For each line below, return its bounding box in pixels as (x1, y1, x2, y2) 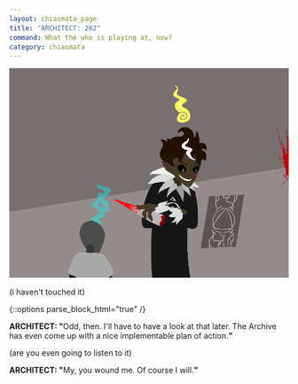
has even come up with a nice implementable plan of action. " (9, 331, 233, 341)
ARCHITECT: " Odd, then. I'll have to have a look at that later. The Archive (9, 321, 277, 332)
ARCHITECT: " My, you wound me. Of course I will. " (9, 364, 199, 376)
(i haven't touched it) (9, 286, 86, 297)
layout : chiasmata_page (9, 14, 98, 23)
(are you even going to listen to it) (9, 348, 132, 358)
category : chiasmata (9, 43, 86, 51)
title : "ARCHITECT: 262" (9, 23, 101, 33)
